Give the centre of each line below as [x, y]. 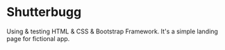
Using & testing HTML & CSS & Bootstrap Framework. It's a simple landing [112, 31]
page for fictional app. [38, 38]
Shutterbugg [44, 12]
